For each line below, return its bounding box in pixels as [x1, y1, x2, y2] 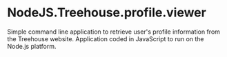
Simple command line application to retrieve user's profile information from [7, 27, 221, 36]
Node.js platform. [7, 42, 57, 50]
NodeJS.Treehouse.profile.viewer [7, 5, 207, 21]
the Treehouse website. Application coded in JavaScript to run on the [7, 34, 205, 43]
